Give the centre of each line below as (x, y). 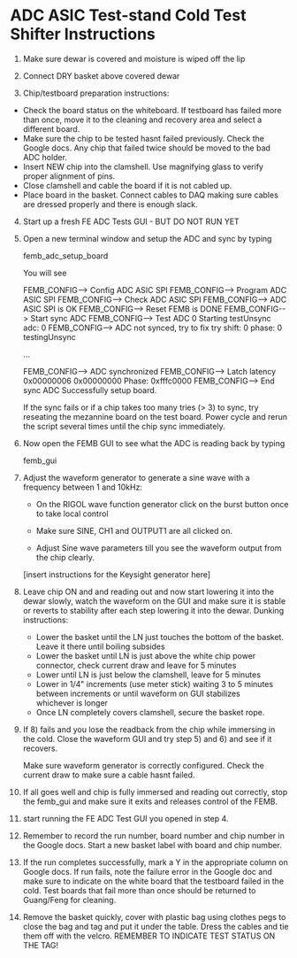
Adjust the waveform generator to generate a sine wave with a (136, 477)
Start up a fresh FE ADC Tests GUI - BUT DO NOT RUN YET (131, 221)
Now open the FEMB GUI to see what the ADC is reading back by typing (154, 443)
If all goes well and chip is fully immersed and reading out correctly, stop (155, 792)
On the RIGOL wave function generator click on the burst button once (163, 504)
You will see (45, 273)
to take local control (72, 514)
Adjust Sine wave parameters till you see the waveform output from (159, 548)
